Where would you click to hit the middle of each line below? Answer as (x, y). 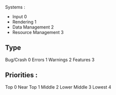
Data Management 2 (33, 27)
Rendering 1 (24, 22)
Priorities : (21, 75)
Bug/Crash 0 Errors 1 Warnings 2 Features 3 (50, 60)
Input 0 (19, 16)
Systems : (15, 7)
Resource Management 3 (38, 32)
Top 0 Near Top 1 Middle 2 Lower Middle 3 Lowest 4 (58, 87)
